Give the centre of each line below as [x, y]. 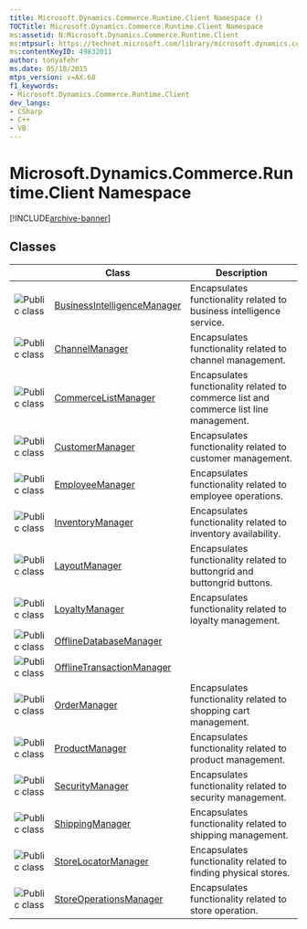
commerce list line [230, 409]
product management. [238, 759]
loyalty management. [235, 620]
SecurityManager [92, 786]
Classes [33, 247]
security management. [238, 797]
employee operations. [237, 496]
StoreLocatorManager [101, 861]
